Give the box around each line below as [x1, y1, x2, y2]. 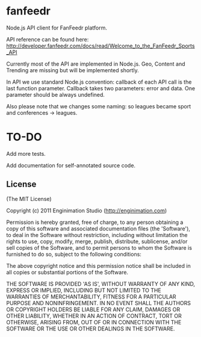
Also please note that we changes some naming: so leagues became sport [6, 102, 191, 110]
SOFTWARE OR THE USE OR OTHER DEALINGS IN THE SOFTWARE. [6, 325, 175, 332]
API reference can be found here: [6, 36, 89, 43]
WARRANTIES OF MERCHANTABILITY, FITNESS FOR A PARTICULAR [6, 293, 176, 300]
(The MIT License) [6, 195, 52, 202]
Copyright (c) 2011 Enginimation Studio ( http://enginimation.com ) [6, 206, 167, 214]
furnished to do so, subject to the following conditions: [6, 250, 141, 258]
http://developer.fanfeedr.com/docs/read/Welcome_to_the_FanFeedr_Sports [6, 42, 195, 49]
